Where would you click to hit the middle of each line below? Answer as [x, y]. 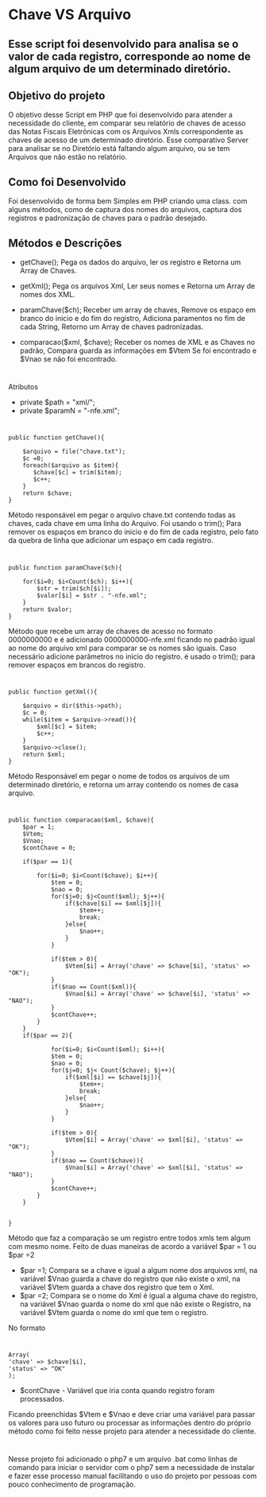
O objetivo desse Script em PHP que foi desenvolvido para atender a [120, 115]
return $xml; [44, 754]
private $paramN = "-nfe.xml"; [70, 411]
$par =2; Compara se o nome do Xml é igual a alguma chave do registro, [139, 1295]
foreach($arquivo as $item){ [71, 466]
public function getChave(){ [56, 438]
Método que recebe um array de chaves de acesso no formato [110, 631]
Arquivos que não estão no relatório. [68, 157]
